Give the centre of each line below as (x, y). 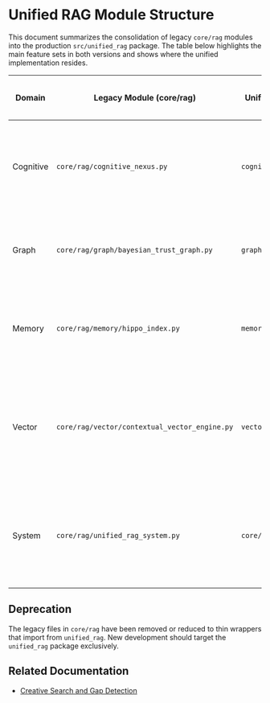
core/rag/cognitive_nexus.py (112, 166)
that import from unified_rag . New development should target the (117, 637)
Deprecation (40, 609)
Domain (30, 97)
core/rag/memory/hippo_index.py (118, 328)
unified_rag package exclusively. (63, 646)
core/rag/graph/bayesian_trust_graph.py (134, 250)
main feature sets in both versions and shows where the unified (113, 54)
